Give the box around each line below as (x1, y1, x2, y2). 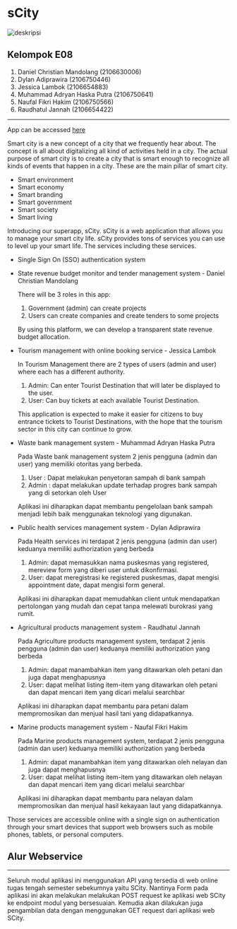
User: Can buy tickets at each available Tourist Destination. (28, 396, 200, 404)
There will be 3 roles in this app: (17, 290, 111, 298)
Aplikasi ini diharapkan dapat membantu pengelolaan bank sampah (17, 502, 213, 510)
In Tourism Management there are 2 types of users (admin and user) (17, 360, 217, 368)
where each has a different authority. (17, 367, 126, 376)
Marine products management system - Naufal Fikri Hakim (17, 723, 188, 731)
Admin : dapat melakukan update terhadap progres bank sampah (28, 480, 217, 489)
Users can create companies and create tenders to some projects (28, 311, 219, 319)
